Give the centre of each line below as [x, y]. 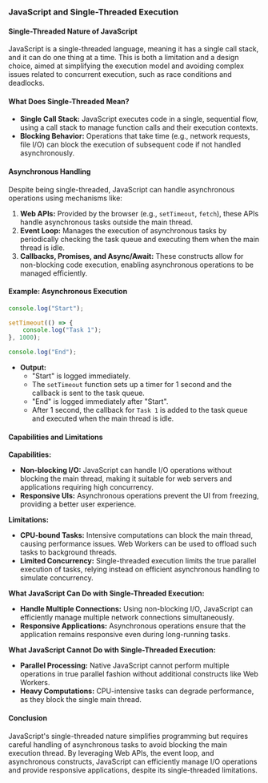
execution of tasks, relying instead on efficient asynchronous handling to [140, 569]
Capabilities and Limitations [56, 437]
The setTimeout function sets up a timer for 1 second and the [132, 385]
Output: [33, 368]
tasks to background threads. [68, 552]
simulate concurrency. [56, 578]
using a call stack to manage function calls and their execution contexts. [139, 127]
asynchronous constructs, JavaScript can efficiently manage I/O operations [133, 761]
